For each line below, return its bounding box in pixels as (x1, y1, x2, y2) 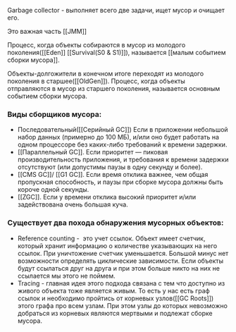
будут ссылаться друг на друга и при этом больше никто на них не (17, 264, 221, 272)
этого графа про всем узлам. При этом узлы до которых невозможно (17, 301, 228, 309)
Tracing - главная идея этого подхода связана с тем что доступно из (17, 278, 225, 288)
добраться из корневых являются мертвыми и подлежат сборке (17, 309, 213, 317)
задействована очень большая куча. (17, 200, 128, 209)
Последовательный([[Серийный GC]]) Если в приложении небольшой (17, 125, 228, 134)
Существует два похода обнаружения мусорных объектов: (7, 218, 224, 228)
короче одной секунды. (17, 185, 89, 194)
